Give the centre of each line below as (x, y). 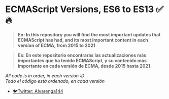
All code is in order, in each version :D (45, 76)
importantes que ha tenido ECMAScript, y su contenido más (82, 60)
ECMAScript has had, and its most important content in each (83, 40)
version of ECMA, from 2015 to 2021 (56, 45)
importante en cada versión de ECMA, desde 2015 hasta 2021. (85, 66)
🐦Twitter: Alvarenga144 (38, 91)
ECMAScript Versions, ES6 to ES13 (80, 9)
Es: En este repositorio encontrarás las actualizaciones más (82, 55)
